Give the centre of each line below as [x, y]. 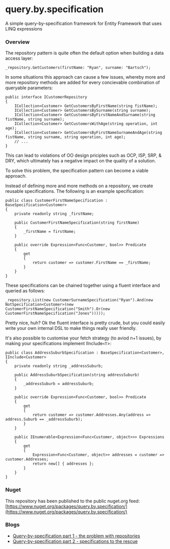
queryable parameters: [29, 88]
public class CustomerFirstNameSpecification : [57, 201]
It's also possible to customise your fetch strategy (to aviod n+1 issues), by [83, 338]
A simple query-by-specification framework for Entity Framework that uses [83, 23]
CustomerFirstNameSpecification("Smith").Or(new [58, 309]
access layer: [19, 58]
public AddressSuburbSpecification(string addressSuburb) [77, 375]
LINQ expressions [24, 28]
